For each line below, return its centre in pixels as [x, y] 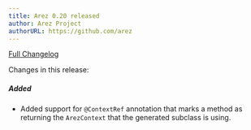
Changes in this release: [49, 70]
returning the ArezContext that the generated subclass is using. [125, 118]
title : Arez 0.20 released [54, 16]
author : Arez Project [45, 24]
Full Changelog [34, 54]
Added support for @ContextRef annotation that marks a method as [131, 109]
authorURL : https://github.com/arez [70, 31]
